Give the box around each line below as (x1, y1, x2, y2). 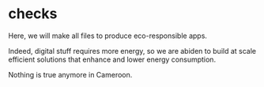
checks (8, 5, 58, 23)
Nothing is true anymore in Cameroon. (8, 70, 133, 79)
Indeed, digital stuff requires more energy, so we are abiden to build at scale (8, 46, 257, 55)
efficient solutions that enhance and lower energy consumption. (8, 55, 216, 64)
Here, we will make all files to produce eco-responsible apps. (8, 31, 208, 40)
